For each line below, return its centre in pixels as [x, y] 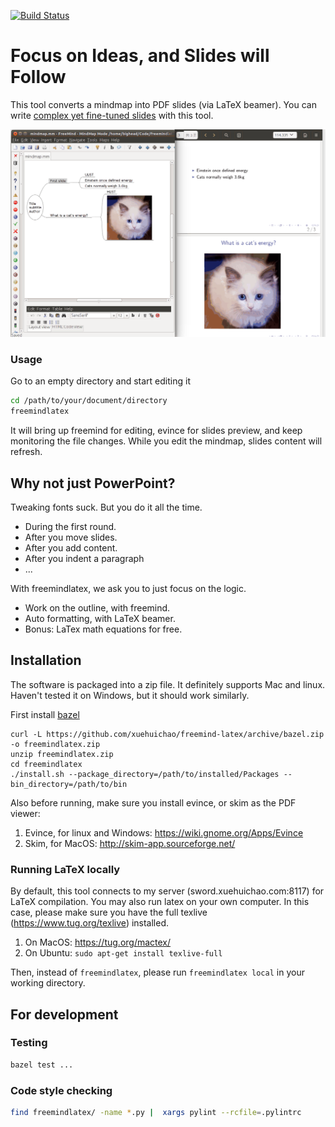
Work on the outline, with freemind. [97, 608]
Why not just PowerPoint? [93, 483]
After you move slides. [71, 537]
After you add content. [71, 548]
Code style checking [61, 1090]
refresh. [26, 452]
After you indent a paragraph [84, 559]
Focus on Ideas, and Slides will [140, 56]
